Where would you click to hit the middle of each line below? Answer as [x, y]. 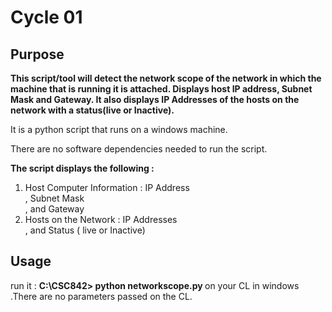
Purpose [37, 54]
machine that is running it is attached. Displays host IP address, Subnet [161, 89]
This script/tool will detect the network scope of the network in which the [166, 78]
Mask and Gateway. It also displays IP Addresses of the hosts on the [155, 99]
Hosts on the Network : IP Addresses [101, 219]
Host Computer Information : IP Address [107, 187]
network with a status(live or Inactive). [92, 110]
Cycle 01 [46, 17]
